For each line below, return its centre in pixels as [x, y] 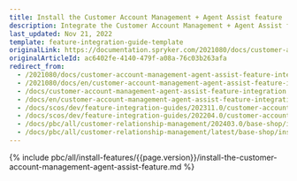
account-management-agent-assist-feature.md [95, 166]
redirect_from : [37, 67]
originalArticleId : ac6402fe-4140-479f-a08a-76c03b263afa [118, 58]
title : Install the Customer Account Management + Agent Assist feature [146, 17]
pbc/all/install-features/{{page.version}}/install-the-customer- [164, 157]
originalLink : [35, 50]
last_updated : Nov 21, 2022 [61, 34]
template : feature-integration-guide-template [96, 42]
